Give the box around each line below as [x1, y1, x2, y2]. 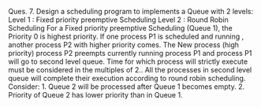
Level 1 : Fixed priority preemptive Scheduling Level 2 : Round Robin [8, 15, 229, 24]
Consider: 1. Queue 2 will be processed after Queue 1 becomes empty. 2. [8, 82, 245, 91]
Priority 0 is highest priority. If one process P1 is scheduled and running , [8, 31, 244, 41]
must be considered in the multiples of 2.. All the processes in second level [8, 65, 252, 74]
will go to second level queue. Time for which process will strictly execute [8, 57, 248, 66]
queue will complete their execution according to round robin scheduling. [8, 74, 246, 83]
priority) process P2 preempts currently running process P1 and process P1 [8, 49, 252, 57]
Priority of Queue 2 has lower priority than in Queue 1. [8, 90, 183, 99]
